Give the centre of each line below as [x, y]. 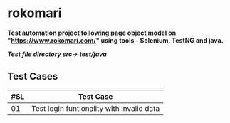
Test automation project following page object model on [92, 33]
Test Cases [33, 76]
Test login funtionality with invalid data [95, 108]
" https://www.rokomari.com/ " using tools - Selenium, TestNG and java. [115, 40]
